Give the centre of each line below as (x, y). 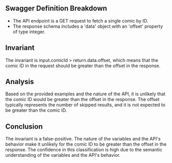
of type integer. (29, 32)
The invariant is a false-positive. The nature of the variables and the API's (83, 139)
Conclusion (24, 126)
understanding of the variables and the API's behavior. (63, 155)
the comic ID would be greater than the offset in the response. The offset (82, 99)
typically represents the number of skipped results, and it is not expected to (85, 105)
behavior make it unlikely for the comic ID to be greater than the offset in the (86, 144)
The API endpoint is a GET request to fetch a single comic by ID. (80, 21)
